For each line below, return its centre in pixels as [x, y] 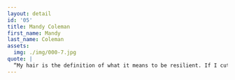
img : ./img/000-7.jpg [45, 53]
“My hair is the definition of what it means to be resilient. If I [115, 65]
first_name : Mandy [34, 33]
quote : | [20, 59]
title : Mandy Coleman [39, 26]
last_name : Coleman [36, 40]
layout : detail [29, 14]
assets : [19, 46]
